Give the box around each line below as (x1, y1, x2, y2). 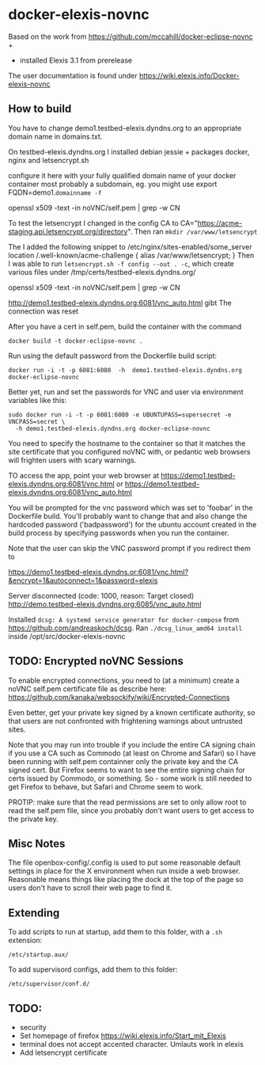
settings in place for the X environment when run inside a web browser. (8, 866, 240, 876)
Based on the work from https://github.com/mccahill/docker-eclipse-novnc (8, 32, 253, 41)
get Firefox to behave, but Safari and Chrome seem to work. (8, 782, 203, 791)
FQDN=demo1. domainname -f (8, 188, 102, 197)
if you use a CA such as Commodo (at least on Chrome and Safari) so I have (8, 748, 256, 758)
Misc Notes (8, 837, 66, 850)
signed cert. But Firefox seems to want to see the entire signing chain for (8, 765, 245, 774)
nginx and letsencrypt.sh (8, 155, 89, 165)
